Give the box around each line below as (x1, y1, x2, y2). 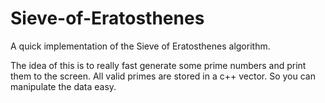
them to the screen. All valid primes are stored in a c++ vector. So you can (10, 70, 316, 82)
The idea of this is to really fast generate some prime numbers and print (10, 59, 307, 71)
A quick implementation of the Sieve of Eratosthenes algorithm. (10, 40, 271, 52)
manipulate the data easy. (10, 80, 117, 92)
